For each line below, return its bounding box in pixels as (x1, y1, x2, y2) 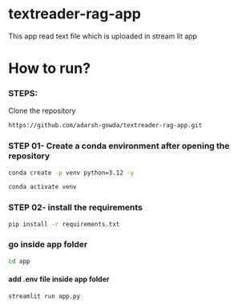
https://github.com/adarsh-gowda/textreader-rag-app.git (8, 122, 203, 130)
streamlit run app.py (8, 292, 81, 300)
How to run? (8, 59, 91, 78)
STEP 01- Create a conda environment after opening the (8, 141, 230, 152)
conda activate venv (8, 183, 78, 191)
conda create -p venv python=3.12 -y (8, 169, 135, 177)
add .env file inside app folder (8, 274, 110, 284)
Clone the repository (8, 106, 76, 116)
